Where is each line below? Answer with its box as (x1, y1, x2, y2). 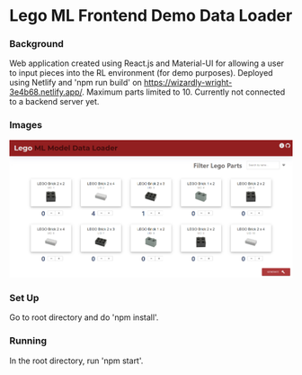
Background (9, 38, 65, 50)
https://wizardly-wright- (143, 78, 233, 88)
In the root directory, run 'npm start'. (9, 355, 144, 366)
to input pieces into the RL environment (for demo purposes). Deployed (9, 68, 273, 78)
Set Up (9, 292, 40, 305)
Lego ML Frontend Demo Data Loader (9, 5, 293, 26)
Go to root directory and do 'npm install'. (9, 312, 159, 323)
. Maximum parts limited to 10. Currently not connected (82, 87, 286, 97)
